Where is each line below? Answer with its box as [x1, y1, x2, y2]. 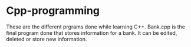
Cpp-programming [6, 4, 100, 17]
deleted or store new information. [6, 35, 87, 42]
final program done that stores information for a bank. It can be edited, [6, 29, 177, 36]
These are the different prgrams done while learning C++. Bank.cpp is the [6, 23, 186, 30]
